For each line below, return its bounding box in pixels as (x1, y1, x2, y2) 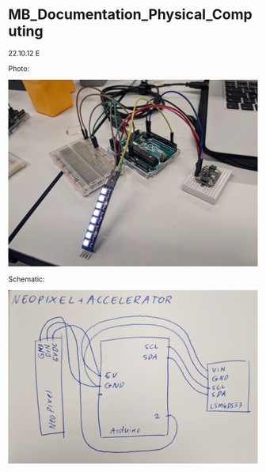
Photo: (8, 63, 30, 73)
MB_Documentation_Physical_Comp (8, 6, 253, 24)
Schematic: (8, 274, 45, 284)
